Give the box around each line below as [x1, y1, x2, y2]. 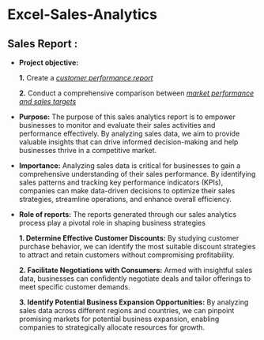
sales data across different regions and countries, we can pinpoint [18, 306, 235, 315]
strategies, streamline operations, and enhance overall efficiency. [18, 195, 232, 204]
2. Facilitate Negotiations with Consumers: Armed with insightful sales [18, 266, 253, 275]
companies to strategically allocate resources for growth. [18, 323, 206, 332]
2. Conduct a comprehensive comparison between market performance [18, 88, 255, 98]
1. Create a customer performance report [18, 73, 153, 82]
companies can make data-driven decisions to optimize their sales [18, 186, 236, 195]
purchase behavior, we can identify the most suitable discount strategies [18, 242, 256, 251]
